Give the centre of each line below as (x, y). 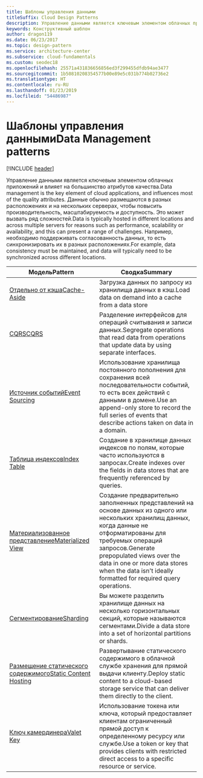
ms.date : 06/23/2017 (32, 40)
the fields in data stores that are (144, 470)
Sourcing (22, 400)
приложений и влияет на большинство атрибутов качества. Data (89, 186)
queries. (111, 485)
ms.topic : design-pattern (39, 46)
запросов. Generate (127, 548)
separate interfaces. (127, 352)
